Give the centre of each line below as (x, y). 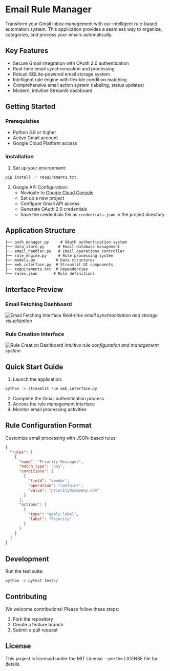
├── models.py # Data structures (50, 260)
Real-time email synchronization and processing (63, 68)
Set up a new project (42, 198)
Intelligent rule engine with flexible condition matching (70, 79)
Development (27, 559)
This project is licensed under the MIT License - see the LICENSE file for (81, 658)
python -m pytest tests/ (32, 581)
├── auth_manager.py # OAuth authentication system (66, 243)
